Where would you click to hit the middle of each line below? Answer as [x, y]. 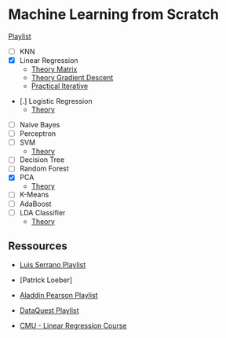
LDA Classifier [42, 212]
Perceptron [38, 134]
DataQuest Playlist [49, 310]
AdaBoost [35, 204]
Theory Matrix [54, 69]
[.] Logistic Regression [56, 101]
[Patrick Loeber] [46, 280]
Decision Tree [42, 160]
